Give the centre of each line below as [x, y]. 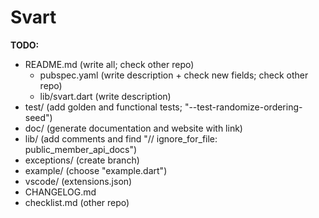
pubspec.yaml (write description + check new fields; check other [174, 75]
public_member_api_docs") [81, 149]
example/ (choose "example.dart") [96, 170]
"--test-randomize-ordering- [243, 107]
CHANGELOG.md [60, 192]
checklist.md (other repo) [77, 202]
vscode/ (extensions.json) [78, 181]
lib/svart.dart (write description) [105, 96]
